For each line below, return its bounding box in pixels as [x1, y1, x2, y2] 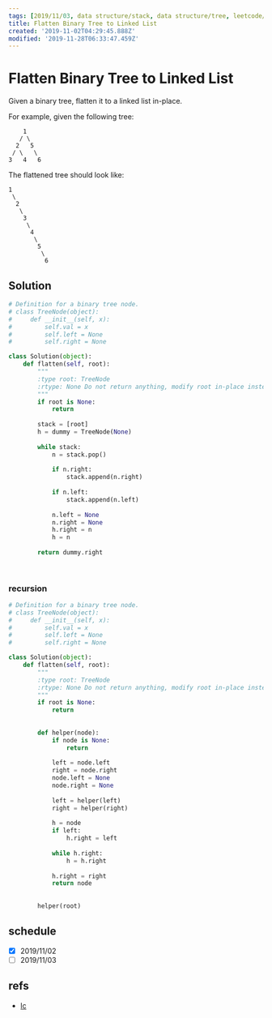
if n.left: [51, 488, 89, 496]
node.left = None [51, 774, 111, 782]
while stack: [37, 443, 82, 451]
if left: [51, 827, 82, 835]
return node [51, 879, 92, 888]
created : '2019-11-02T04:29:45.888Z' [8, 27, 136, 35]
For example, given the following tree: [8, 112, 134, 122]
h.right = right [51, 872, 107, 880]
